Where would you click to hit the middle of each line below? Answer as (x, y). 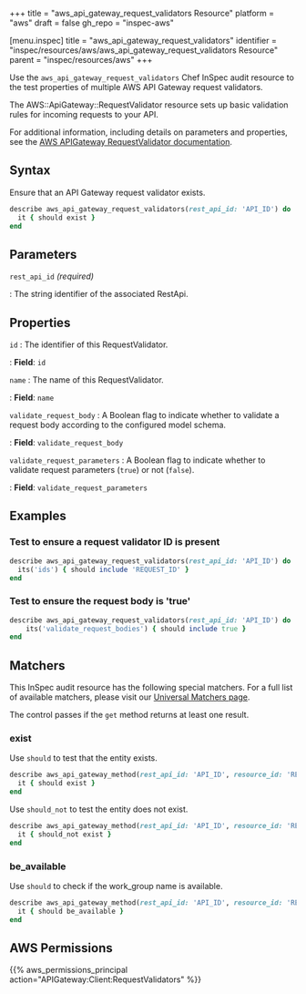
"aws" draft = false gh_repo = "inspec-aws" (92, 23)
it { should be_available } (71, 911)
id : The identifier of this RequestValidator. (89, 344)
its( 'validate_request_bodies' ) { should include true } (136, 629)
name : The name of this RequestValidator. (87, 380)
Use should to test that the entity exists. (83, 758)
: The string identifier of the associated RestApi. (99, 294)
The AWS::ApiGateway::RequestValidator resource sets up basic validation (149, 105)
